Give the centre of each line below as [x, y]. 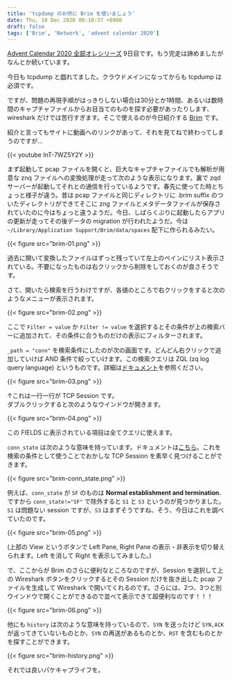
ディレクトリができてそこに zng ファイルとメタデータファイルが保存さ [120, 204]
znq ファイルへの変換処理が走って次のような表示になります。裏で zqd [121, 178]
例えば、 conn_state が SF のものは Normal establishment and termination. [114, 493]
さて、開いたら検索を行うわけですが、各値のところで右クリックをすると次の [116, 290]
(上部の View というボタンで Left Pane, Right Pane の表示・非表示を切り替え [116, 547]
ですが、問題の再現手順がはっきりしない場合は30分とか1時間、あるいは [109, 101]
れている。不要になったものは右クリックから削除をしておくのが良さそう [110, 267]
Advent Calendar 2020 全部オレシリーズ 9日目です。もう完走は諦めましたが [115, 53]
